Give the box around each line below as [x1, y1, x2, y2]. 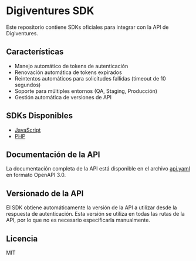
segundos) [14, 81, 41, 88]
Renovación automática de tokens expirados [14, 69, 122, 76]
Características [6, 47, 64, 57]
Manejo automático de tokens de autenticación [14, 62, 129, 69]
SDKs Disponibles [6, 111, 73, 121]
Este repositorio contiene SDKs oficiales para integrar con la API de [6, 24, 169, 31]
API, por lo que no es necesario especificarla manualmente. [6, 216, 151, 224]
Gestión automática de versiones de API [14, 93, 112, 101]
